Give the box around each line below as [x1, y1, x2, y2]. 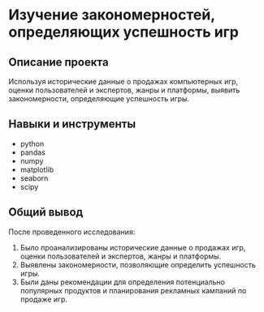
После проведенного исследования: [8, 227, 136, 237]
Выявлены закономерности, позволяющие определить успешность [19, 259, 256, 269]
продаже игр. [19, 294, 67, 304]
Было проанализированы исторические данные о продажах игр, [19, 242, 246, 252]
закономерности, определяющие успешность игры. [8, 94, 189, 103]
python [19, 139, 45, 148]
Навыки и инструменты [8, 118, 136, 131]
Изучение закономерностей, [8, 6, 215, 24]
